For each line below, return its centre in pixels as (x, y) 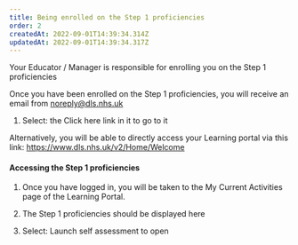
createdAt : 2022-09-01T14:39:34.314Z (79, 34)
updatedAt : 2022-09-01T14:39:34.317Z (79, 42)
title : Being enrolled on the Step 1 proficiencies (107, 17)
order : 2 (25, 26)
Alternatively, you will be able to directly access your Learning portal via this (149, 138)
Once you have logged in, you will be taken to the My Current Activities (152, 187)
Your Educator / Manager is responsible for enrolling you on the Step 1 (138, 67)
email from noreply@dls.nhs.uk (66, 104)
